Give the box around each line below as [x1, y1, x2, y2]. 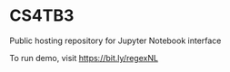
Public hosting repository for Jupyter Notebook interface [9, 35, 222, 46]
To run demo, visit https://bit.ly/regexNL [9, 52, 159, 63]
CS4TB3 [9, 5, 75, 26]
